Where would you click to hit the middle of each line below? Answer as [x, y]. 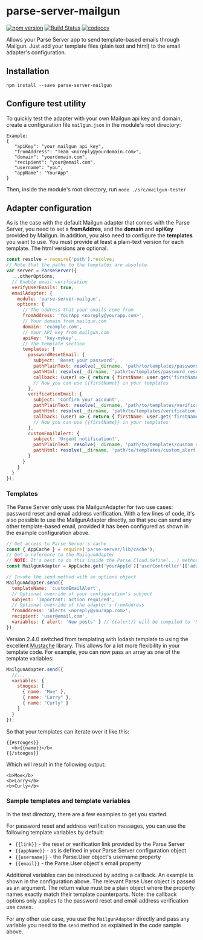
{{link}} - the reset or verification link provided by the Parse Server [100, 844]
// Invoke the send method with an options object [71, 577]
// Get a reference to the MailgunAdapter [60, 555]
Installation [28, 72]
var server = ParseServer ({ [42, 271]
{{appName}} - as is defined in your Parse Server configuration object [101, 850]
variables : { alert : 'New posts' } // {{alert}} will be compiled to [101, 622]
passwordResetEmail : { [56, 355]
